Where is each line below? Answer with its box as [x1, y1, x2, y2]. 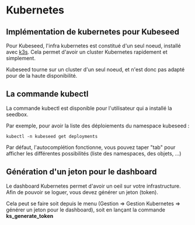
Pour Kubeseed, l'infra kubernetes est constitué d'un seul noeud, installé [6, 42, 181, 49]
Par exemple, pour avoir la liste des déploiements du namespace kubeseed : [6, 122, 190, 129]
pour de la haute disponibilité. [6, 72, 78, 79]
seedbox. [6, 110, 29, 117]
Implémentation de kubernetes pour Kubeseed [6, 27, 180, 37]
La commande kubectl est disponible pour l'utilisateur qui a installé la [6, 105, 172, 112]
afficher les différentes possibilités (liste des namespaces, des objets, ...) [6, 150, 182, 157]
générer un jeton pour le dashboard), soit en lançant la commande [6, 206, 165, 213]
